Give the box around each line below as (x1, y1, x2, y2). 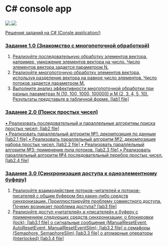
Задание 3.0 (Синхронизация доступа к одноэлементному (5, 170, 157, 177)
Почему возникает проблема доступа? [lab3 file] (12, 203, 117, 209)
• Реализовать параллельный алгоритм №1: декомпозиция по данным (5, 131, 156, 137)
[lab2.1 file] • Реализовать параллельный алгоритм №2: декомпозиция (5, 136, 156, 142)
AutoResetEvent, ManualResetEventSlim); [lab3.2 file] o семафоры (12, 225, 150, 230)
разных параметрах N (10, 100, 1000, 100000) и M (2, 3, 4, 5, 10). (12, 91, 149, 97)
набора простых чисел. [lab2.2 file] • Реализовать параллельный (5, 141, 145, 147)
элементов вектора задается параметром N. (12, 64, 109, 70)
